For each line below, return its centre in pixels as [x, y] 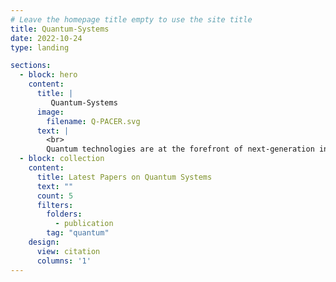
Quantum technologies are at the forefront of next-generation [180, 149]
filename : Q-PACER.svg [93, 121]
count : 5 [55, 196]
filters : [55, 205]
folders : [64, 214]
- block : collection [62, 159]
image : [50, 112]
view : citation [68, 251]
